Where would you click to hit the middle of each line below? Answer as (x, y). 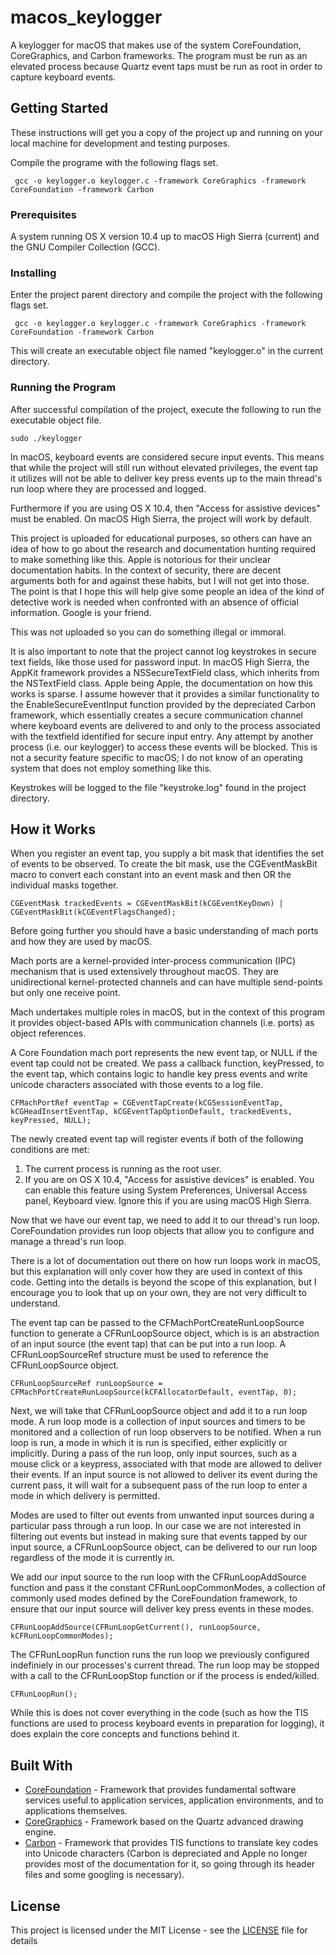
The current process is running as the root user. (123, 1169)
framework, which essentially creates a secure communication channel (156, 715)
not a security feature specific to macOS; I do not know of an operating (156, 757)
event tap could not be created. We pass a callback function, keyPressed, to (167, 1063)
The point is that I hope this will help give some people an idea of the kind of (167, 591)
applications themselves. (76, 1811)
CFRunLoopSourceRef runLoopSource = (86, 1384)
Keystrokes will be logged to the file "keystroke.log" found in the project (158, 787)
